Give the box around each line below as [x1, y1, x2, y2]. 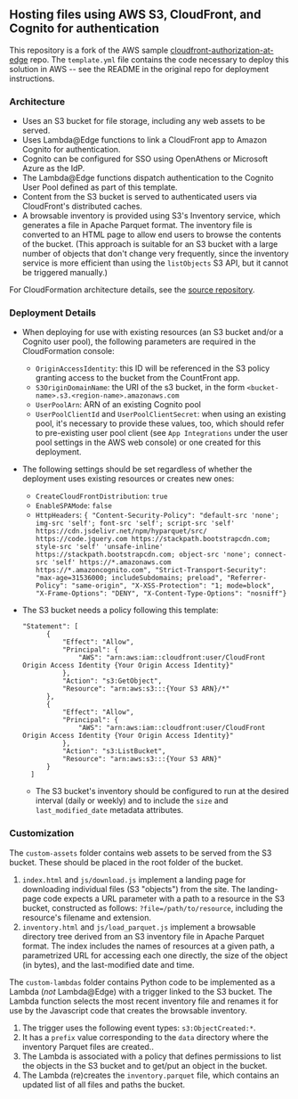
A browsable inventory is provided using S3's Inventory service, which [21, 210, 281, 221]
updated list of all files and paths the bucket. [21, 1078, 185, 1090]
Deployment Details [9, 307, 96, 319]
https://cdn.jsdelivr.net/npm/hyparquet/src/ [35, 527, 207, 536]
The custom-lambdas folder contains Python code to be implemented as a [9, 976, 276, 988]
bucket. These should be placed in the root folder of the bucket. [9, 857, 244, 867]
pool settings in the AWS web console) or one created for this [35, 437, 262, 448]
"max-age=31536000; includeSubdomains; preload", [35, 574, 224, 583]
